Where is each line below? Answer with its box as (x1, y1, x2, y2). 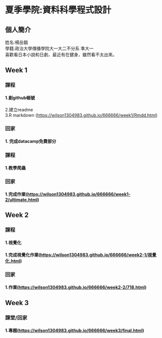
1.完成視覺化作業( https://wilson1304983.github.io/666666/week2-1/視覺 (5, 252, 157, 258)
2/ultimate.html (5, 197, 38, 203)
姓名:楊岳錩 (5, 40, 28, 45)
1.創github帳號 (5, 95, 35, 100)
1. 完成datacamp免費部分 (5, 138, 56, 145)
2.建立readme (5, 106, 33, 113)
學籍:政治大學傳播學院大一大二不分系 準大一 (5, 46, 94, 51)
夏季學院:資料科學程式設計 (5, 4, 111, 16)
